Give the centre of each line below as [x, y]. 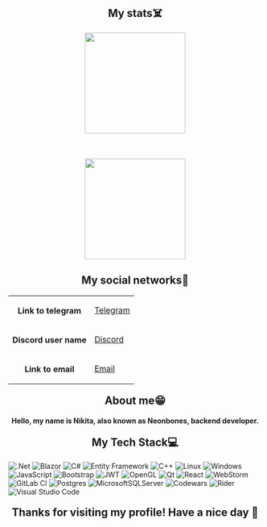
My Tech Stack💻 [135, 443]
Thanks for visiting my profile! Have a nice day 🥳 [135, 512]
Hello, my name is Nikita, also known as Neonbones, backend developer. [135, 421]
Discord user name [49, 339]
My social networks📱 [135, 280]
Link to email [49, 369]
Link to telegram [49, 310]
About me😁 [135, 400]
